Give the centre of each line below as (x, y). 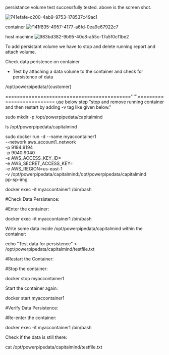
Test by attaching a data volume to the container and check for (78, 71)
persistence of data (33, 77)
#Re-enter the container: (31, 318)
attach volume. (21, 52)
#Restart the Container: (30, 259)
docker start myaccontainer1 (35, 298)
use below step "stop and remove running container (110, 102)
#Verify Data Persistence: (32, 308)
